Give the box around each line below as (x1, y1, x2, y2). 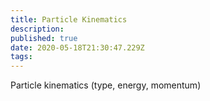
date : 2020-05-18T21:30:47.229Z (10, 42, 145, 53)
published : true (10, 33, 78, 43)
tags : (10, 52, 33, 62)
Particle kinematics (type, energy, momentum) (10, 79, 202, 91)
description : (10, 24, 65, 34)
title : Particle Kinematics (10, 14, 128, 25)
